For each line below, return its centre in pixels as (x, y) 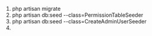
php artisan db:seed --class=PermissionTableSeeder (78, 15)
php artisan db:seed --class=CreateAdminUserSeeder (79, 21)
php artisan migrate (36, 9)
